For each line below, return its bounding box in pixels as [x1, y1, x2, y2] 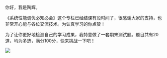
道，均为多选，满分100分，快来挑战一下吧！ [5, 38, 95, 44]
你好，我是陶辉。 [5, 4, 40, 10]
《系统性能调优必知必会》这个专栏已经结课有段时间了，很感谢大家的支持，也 [5, 15, 162, 21]
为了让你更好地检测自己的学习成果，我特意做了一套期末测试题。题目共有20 [5, 32, 159, 37]
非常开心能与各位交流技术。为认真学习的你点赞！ [5, 21, 105, 27]
